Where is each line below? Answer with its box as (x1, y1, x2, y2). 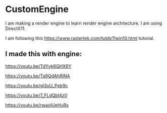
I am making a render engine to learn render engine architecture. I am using (5, 20, 162, 26)
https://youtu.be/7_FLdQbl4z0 (5, 92, 68, 98)
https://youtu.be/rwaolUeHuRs (5, 102, 69, 108)
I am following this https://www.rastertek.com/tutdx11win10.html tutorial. (5, 35, 155, 41)
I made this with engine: (5, 50, 82, 58)
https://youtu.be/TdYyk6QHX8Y (5, 63, 72, 69)
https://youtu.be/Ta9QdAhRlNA (5, 73, 70, 79)
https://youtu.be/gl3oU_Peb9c (5, 82, 68, 88)
